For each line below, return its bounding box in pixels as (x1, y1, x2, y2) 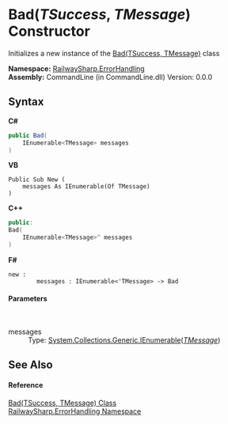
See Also (8, 358, 53, 372)
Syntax (8, 95, 44, 108)
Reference (8, 380, 44, 390)
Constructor (8, 22, 91, 40)
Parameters (8, 294, 47, 304)
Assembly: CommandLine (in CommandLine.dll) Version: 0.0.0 (8, 72, 213, 81)
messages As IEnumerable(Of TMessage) (22, 183, 150, 191)
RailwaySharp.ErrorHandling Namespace (8, 406, 142, 416)
